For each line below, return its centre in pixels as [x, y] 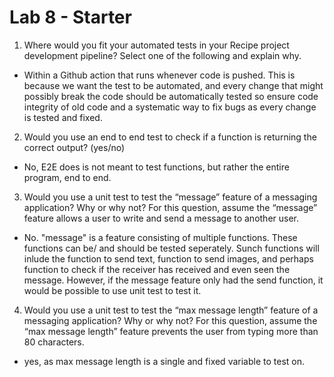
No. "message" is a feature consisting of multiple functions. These [160, 237]
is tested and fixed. [63, 117]
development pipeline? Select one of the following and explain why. [162, 55]
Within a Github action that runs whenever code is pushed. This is [159, 75]
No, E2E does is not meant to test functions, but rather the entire [156, 167]
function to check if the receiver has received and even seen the [157, 269]
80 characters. [54, 342]
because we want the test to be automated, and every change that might [173, 85]
